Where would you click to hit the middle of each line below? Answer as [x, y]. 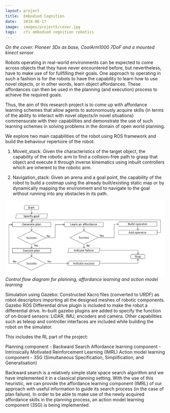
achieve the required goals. [34, 95]
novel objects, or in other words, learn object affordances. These [73, 84]
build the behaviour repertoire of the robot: [50, 142]
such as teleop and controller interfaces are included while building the [79, 321]
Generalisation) [21, 363]
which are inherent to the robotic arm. [52, 168]
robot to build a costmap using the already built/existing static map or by [88, 183]
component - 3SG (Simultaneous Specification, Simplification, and [74, 357]
